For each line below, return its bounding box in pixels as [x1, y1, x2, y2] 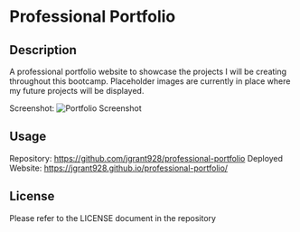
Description [9, 42, 77, 58]
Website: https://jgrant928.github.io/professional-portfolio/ [9, 162, 229, 173]
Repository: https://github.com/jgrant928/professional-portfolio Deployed [9, 153, 283, 163]
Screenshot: [9, 103, 55, 114]
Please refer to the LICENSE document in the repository [9, 212, 217, 223]
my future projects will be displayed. [9, 86, 145, 96]
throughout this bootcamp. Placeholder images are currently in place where [9, 76, 291, 87]
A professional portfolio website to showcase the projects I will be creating [9, 66, 287, 77]
